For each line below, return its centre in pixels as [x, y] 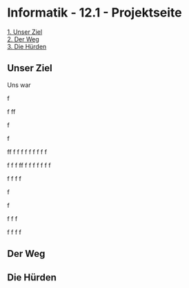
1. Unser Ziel [25, 32]
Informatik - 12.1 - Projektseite [95, 13]
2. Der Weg [23, 39]
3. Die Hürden [27, 46]
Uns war [19, 85]
